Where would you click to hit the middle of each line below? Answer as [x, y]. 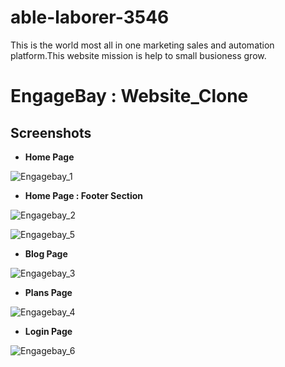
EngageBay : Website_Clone [129, 96]
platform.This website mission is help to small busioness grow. [138, 55]
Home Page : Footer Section [84, 195]
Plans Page [48, 292]
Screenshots [51, 132]
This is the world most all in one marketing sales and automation [142, 45]
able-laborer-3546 [90, 17]
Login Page [48, 331]
